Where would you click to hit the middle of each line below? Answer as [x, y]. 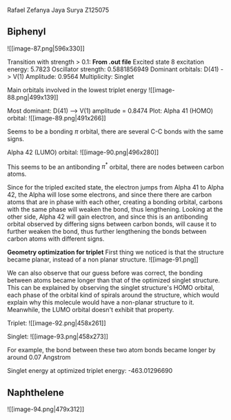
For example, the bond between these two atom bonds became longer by [111, 350]
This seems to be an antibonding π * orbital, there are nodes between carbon [115, 166]
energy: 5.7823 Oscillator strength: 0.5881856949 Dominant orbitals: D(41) [113, 69]
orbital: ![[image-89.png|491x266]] [57, 118]
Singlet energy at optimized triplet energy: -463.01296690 [90, 371]
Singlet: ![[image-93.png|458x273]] [58, 337]
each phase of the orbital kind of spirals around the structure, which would [113, 295]
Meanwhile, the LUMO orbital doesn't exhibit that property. [91, 310]
